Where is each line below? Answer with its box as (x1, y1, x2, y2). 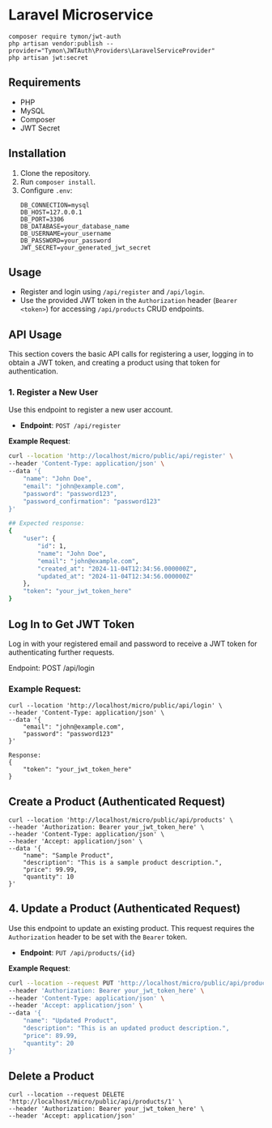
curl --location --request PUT (8, 979, 114, 987)
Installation (8, 147, 66, 160)
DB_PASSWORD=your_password (19, 237, 112, 245)
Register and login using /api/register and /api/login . (19, 287, 205, 297)
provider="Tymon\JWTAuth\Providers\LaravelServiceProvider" (8, 46, 216, 54)
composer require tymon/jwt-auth (8, 32, 121, 41)
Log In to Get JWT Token (8, 617, 135, 631)
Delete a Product (8, 1069, 95, 1083)
